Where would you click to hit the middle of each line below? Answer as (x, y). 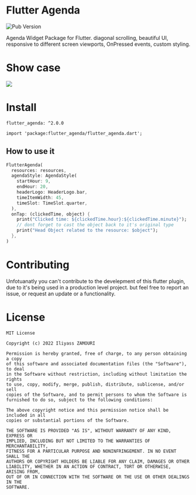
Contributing (38, 265)
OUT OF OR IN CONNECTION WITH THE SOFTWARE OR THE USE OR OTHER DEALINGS (98, 477)
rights (14, 379)
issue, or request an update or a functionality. (61, 294)
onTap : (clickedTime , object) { (51, 214)
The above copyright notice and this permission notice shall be (87, 410)
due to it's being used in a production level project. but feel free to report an (97, 287)
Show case (33, 68)
